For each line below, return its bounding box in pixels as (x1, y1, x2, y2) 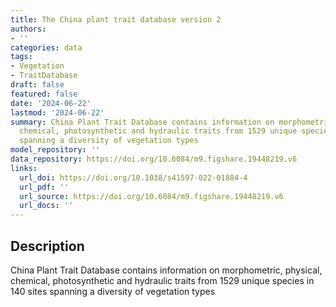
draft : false (10, 80, 65, 90)
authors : (10, 24, 47, 34)
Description (10, 237, 85, 255)
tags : (10, 52, 33, 62)
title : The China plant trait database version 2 (10, 14, 222, 25)
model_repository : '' (10, 145, 101, 155)
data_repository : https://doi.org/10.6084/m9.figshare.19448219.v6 (10, 154, 298, 164)
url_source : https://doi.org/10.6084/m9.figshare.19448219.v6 (19, 191, 284, 201)
